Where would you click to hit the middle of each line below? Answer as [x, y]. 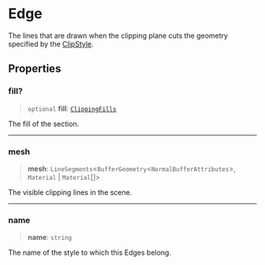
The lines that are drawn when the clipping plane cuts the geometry [118, 35]
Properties [35, 69]
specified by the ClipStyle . [51, 43]
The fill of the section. [44, 124]
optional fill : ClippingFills [72, 108]
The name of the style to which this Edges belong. [90, 252]
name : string [50, 237]
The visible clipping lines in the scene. [70, 192]
